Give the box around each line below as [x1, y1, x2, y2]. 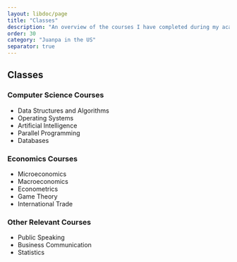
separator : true [7, 43, 55, 50]
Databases [17, 136, 49, 144]
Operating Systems [17, 113, 74, 122]
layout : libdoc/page [7, 10, 68, 18]
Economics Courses [7, 154, 78, 163]
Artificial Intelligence [17, 121, 78, 130]
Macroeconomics [17, 177, 68, 185]
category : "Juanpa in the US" [7, 37, 97, 44]
